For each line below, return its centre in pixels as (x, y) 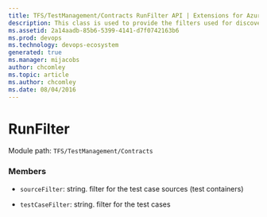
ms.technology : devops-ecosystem (64, 45)
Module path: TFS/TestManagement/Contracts (81, 151)
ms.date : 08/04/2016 (43, 89)
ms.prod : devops (35, 38)
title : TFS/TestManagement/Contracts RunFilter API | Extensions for (126, 15)
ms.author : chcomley (43, 82)
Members (27, 172)
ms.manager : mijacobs (44, 60)
